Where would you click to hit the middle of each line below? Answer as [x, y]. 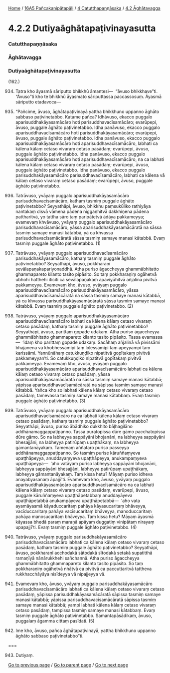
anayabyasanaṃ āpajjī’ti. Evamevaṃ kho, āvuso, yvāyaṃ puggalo [83, 480]
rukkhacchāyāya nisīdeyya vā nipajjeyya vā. [60, 574]
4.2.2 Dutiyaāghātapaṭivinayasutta [82, 28]
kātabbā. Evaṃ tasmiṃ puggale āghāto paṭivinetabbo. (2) [74, 306]
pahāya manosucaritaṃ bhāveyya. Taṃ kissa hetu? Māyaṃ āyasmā [85, 517]
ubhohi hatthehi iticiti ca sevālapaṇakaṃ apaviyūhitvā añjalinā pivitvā [86, 280]
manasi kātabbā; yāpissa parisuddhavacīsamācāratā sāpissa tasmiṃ [86, 600]
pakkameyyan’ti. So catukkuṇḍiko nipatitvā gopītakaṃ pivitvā [78, 358]
